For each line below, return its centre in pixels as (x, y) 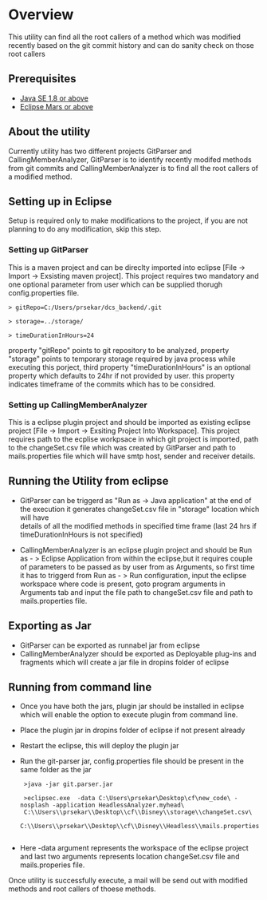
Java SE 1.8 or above (54, 98)
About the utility (49, 132)
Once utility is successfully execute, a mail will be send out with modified (128, 881)
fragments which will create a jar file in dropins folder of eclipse (124, 662)
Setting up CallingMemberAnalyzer (78, 405)
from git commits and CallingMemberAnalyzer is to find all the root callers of (133, 168)
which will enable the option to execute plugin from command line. (129, 715)
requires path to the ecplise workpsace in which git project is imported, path (133, 439)
